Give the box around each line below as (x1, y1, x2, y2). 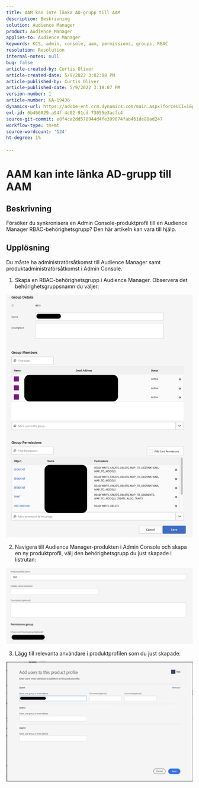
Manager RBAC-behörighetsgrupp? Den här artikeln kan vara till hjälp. (6, 226, 176, 233)
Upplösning (6, 243, 50, 253)
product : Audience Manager (6, 29, 73, 34)
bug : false (6, 59, 33, 65)
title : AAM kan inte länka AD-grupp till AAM (6, 10, 120, 15)
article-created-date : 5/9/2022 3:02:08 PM (6, 72, 115, 78)
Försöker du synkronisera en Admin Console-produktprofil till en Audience (6, 220, 188, 226)
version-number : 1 (6, 91, 52, 97)
